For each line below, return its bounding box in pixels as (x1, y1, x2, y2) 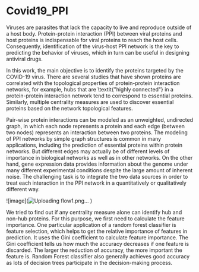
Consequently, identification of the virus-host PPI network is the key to (6, 43, 179, 50)
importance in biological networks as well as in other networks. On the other (6, 154, 193, 161)
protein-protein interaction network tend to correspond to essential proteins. (6, 92, 193, 99)
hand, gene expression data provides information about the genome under (6, 160, 188, 167)
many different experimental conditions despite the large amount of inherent (6, 166, 193, 173)
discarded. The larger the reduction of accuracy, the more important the (6, 246, 182, 254)
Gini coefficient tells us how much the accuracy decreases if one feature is (6, 240, 189, 247)
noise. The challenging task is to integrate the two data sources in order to (6, 173, 188, 180)
